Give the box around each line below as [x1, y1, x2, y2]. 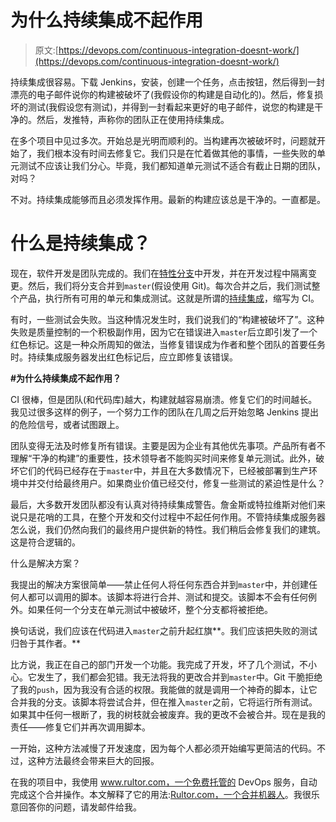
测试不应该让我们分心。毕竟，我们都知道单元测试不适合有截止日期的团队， [18, 159, 326, 171]
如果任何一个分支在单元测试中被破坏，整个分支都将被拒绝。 [27, 603, 273, 615]
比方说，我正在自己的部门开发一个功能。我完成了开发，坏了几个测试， [10, 658, 300, 670]
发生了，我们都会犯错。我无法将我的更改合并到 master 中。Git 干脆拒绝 [36, 671, 323, 683]
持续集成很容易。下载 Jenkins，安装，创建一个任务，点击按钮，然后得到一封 [10, 76, 326, 88]
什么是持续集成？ [10, 232, 152, 255]
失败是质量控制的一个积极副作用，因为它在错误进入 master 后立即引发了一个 [10, 326, 318, 338]
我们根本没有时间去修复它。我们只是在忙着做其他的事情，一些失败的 [36, 147, 317, 159]
